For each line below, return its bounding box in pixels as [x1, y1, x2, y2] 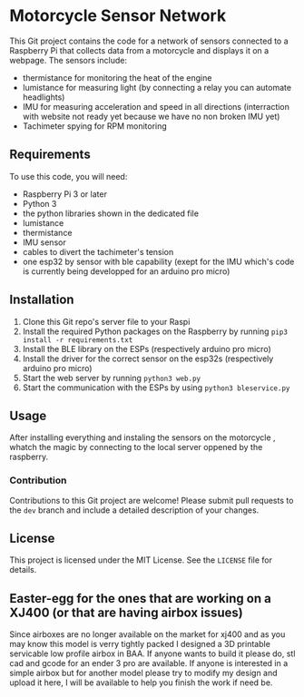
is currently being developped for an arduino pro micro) [22, 265, 230, 277]
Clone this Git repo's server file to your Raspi [22, 316, 191, 327]
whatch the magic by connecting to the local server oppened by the [9, 442, 263, 453]
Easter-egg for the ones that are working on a [9, 591, 272, 606]
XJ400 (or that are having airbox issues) [9, 604, 243, 620]
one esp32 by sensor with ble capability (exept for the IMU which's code [22, 256, 295, 267]
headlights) [22, 92, 65, 103]
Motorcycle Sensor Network [9, 5, 227, 26]
